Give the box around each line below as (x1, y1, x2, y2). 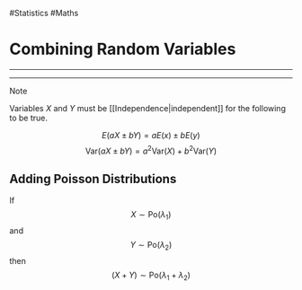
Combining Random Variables (9, 40, 236, 59)
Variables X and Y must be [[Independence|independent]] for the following (9, 102, 286, 113)
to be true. (9, 112, 48, 123)
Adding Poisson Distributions (9, 171, 177, 187)
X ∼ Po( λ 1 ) (130, 209, 172, 223)
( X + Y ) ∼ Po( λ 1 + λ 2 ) (111, 269, 191, 282)
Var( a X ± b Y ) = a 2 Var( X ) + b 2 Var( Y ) (84, 144, 218, 156)
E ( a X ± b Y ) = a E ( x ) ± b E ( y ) (102, 129, 200, 140)
